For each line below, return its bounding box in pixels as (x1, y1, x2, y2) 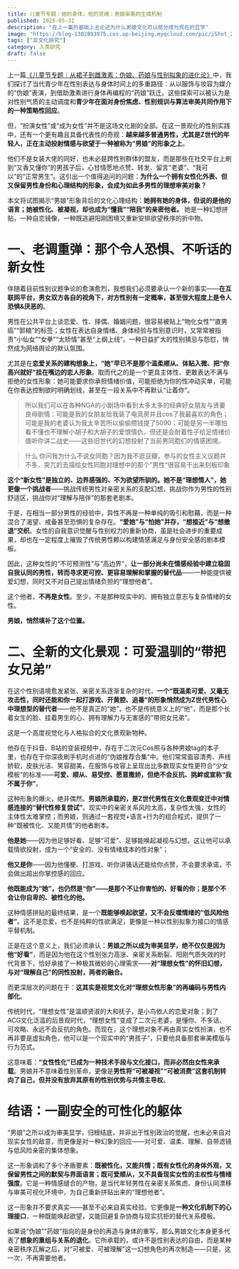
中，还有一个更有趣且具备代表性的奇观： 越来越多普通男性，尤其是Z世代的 (7, 130, 224, 139)
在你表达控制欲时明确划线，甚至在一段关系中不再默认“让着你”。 (7, 385, 194, 394)
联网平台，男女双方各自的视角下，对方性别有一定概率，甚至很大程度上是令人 (7, 293, 232, 301)
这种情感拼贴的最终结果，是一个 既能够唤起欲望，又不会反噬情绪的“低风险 (7, 908, 223, 916)
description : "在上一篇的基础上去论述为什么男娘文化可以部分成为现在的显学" (7, 23, 209, 31)
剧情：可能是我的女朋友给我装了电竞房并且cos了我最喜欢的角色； (37, 409, 229, 418)
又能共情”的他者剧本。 (47, 820, 113, 830)
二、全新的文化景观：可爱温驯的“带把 (7, 644, 226, 659)
